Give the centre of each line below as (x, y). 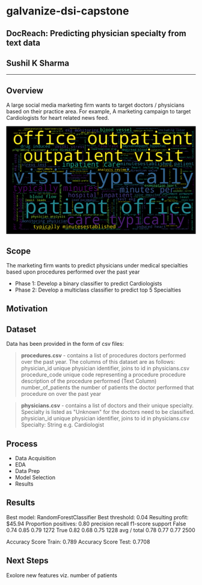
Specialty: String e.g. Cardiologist (63, 425)
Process (22, 444)
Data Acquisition (35, 458)
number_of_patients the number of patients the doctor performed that (107, 387)
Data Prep (27, 471)
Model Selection (35, 477)
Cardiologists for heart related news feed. (58, 118)
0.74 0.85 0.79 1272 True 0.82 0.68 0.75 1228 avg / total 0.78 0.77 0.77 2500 (101, 530)
